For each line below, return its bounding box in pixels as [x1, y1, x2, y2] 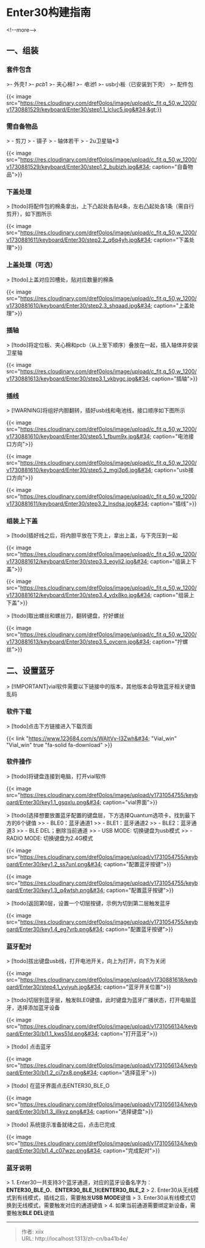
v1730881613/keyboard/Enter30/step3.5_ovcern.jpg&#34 [6, 638, 149, 645]
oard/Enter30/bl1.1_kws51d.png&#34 [6, 1030, 98, 1038]
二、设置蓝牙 [6, 665, 55, 676]
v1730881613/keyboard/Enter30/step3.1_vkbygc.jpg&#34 [6, 374, 149, 382]
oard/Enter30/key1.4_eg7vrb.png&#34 [6, 925, 103, 933]
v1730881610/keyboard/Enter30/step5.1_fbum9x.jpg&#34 [6, 433, 151, 440]
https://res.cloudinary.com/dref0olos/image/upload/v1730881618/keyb [20, 976, 198, 984]
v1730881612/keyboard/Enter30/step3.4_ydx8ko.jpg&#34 [6, 592, 151, 599]
